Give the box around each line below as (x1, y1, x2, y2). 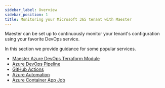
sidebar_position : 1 (5, 12, 49, 17)
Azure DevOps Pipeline (12, 61, 61, 67)
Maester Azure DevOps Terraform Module (12, 56, 100, 62)
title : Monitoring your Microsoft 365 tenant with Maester (5, 17, 132, 22)
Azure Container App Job (12, 77, 65, 83)
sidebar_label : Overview (5, 7, 57, 13)
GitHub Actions (12, 66, 44, 72)
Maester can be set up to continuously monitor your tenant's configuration (5, 31, 160, 37)
